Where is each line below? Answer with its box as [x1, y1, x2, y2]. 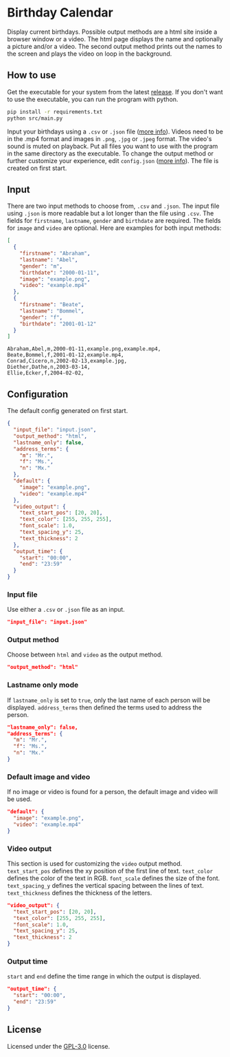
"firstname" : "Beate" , [19, 301, 84, 308]
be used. [7, 795, 32, 803]
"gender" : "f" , [19, 314, 63, 321]
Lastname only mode [7, 680, 79, 690]
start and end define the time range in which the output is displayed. [7, 972, 201, 981]
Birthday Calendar [7, 5, 113, 21]
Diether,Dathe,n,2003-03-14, [7, 363, 91, 371]
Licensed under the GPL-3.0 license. [7, 1042, 111, 1050]
